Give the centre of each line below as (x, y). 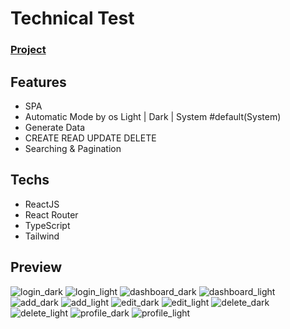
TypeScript (47, 225)
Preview (36, 267)
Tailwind (42, 236)
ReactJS (42, 204)
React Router (51, 214)
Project (28, 50)
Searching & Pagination (73, 148)
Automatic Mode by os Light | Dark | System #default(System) (153, 116)
